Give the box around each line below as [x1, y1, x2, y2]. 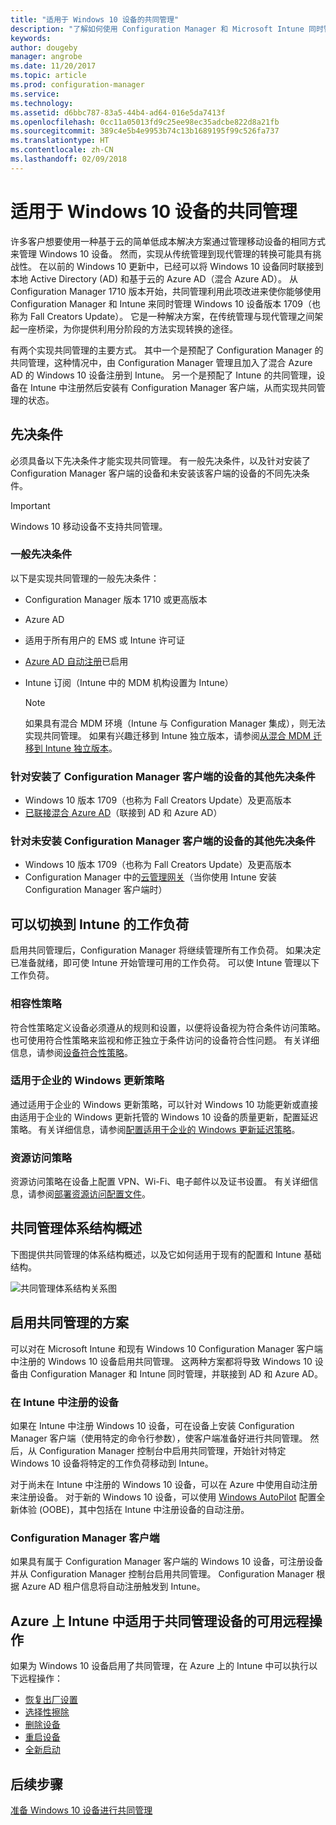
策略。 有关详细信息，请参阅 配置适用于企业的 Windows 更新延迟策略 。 [10, 1123, 301, 1135]
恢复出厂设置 [24, 1694, 78, 1706]
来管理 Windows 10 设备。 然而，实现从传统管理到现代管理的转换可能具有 [10, 247, 313, 260]
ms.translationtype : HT [10, 136, 110, 146]
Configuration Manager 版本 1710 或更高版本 [24, 593, 208, 605]
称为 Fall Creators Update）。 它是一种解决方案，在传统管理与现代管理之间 [10, 310, 315, 322]
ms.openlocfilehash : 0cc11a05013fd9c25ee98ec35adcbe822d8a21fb [10, 117, 280, 127]
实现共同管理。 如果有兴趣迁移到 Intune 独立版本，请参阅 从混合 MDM [24, 729, 312, 741]
